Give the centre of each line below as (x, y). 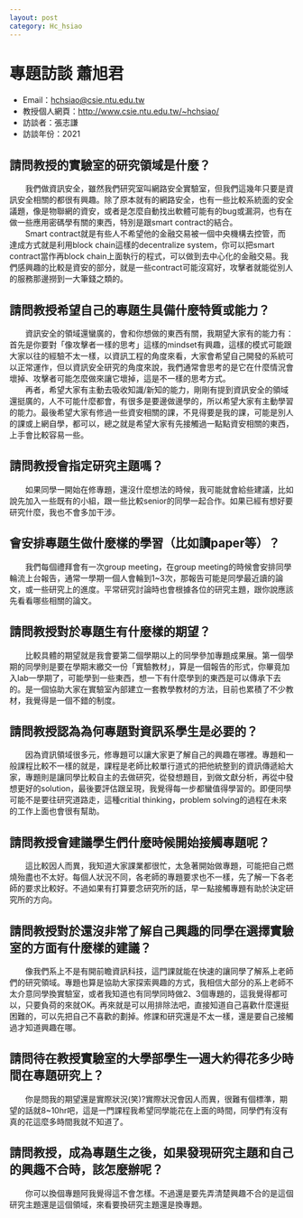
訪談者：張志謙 (50, 123)
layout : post (34, 18)
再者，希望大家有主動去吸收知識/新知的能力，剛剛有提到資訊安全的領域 (157, 390)
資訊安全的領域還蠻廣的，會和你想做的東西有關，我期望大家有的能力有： (160, 334)
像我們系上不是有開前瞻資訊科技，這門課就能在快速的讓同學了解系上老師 (160, 971)
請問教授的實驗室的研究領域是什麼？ (110, 165)
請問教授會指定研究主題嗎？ (87, 466)
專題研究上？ (69, 1076)
